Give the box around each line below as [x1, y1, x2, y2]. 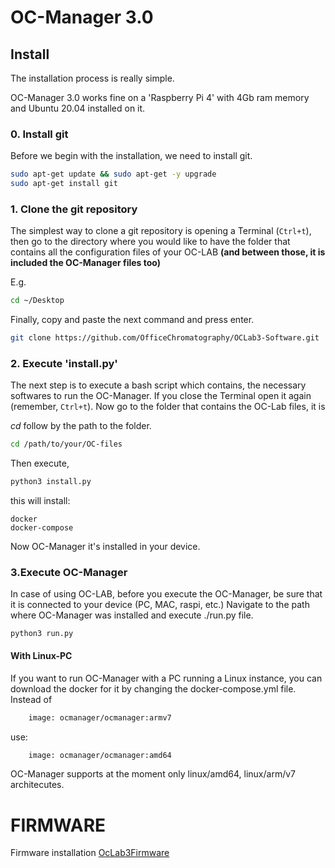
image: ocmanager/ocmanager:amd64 [28, 750, 172, 760]
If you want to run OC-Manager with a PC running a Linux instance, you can [10, 672, 323, 684]
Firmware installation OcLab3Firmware [10, 847, 170, 859]
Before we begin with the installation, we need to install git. [10, 150, 253, 162]
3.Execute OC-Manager [10, 566, 128, 580]
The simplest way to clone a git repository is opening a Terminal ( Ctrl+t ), [10, 225, 312, 237]
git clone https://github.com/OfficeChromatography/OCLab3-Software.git [10, 333, 320, 343]
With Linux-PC [10, 650, 73, 662]
